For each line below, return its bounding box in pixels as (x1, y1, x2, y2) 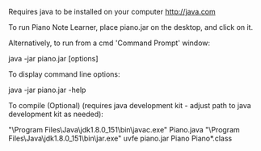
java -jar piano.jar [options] (8, 54, 99, 63)
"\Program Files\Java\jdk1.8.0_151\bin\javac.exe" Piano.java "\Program (8, 125, 240, 134)
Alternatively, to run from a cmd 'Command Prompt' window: (8, 38, 211, 48)
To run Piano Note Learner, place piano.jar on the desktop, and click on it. (8, 23, 253, 31)
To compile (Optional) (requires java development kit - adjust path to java (8, 101, 252, 110)
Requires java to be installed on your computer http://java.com (8, 7, 216, 16)
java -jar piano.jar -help (8, 85, 86, 94)
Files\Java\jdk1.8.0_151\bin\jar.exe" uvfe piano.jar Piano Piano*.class (8, 133, 233, 143)
